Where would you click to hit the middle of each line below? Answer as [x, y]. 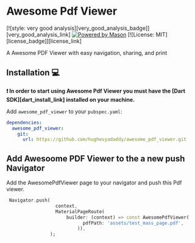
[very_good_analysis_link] [39, 34]
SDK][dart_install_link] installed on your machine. [71, 99]
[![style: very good [30, 28]
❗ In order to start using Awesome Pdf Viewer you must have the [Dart [96, 91]
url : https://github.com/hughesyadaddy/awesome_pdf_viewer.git [105, 139]
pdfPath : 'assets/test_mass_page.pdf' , [133, 223]
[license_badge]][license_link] [44, 41]
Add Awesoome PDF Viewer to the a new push [96, 159]
